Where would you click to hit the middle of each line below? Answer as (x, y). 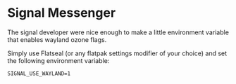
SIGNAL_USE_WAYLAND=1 (39, 73)
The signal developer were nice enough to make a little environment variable (118, 32)
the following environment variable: (58, 60)
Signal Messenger (62, 13)
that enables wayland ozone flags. (57, 39)
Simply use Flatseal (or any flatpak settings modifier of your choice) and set (117, 53)
